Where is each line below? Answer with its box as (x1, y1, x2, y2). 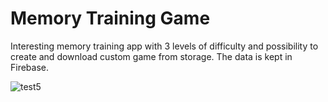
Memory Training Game (10, 7, 211, 30)
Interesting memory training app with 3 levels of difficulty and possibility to (10, 40, 319, 52)
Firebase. (10, 61, 50, 73)
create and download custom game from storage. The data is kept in (10, 50, 293, 62)
